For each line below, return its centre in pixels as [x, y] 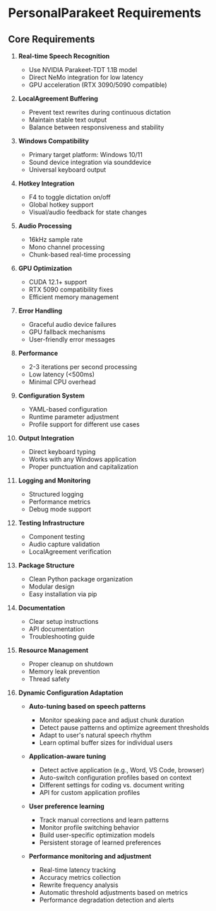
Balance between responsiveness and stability [96, 127]
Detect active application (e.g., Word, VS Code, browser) [122, 770]
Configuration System [52, 395]
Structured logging [56, 494]
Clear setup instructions [64, 621]
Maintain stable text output [68, 120]
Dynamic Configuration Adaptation [71, 692]
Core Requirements [52, 39]
